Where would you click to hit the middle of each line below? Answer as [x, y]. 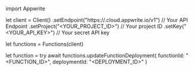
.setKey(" [175, 26]
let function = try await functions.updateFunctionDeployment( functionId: [95, 55]
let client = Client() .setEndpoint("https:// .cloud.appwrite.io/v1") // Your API [97, 20]
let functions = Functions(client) [45, 44]
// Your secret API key [83, 33]
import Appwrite [26, 9]
